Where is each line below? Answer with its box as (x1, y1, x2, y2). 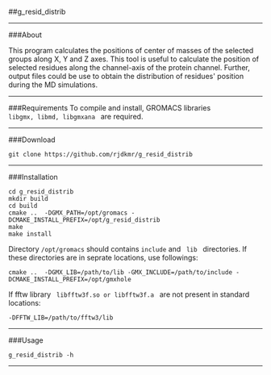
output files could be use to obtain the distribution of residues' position (8, 72, 244, 81)
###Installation (8, 173, 58, 181)
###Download (8, 135, 56, 144)
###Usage (8, 335, 44, 345)
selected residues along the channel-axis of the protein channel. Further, (8, 63, 250, 72)
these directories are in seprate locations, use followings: (8, 253, 198, 262)
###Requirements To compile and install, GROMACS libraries (8, 103, 211, 112)
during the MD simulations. (8, 80, 98, 90)
